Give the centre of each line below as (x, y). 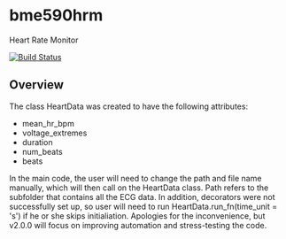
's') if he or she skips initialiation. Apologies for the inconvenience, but (137, 216)
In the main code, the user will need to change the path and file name (135, 178)
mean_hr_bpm (48, 123)
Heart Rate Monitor (44, 40)
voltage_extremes (54, 133)
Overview (37, 85)
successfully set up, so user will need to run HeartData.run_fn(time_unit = (143, 206)
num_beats (43, 151)
